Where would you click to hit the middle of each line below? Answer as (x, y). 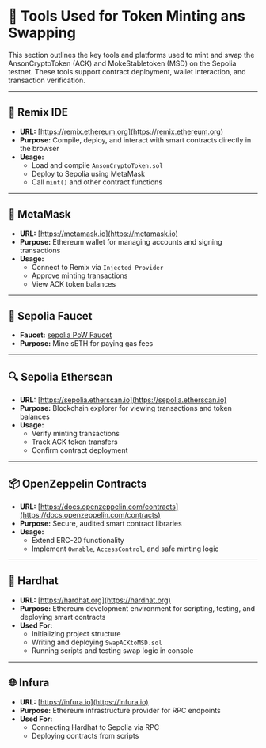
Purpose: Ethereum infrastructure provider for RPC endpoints (120, 710)
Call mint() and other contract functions (97, 182)
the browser (39, 148)
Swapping (42, 33)
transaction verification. (47, 80)
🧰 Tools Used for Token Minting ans (127, 16)
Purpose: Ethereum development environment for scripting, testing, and (137, 608)
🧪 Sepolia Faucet (50, 316)
